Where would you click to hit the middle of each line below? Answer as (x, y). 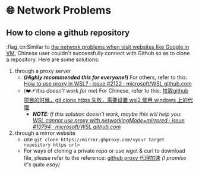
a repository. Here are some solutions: (53, 59)
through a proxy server (43, 71)
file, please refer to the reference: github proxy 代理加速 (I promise (105, 158)
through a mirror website (45, 133)
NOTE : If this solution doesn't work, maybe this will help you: (107, 114)
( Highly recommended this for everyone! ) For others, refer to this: (105, 77)
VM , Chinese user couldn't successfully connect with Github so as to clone (98, 53)
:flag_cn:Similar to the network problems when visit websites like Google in (98, 47)
